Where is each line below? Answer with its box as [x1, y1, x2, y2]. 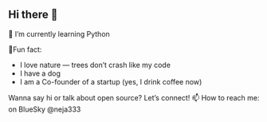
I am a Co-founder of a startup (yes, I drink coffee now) [19, 77, 202, 86]
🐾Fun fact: [8, 45, 42, 54]
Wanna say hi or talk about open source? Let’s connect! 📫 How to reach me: [8, 92, 260, 102]
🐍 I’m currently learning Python [8, 29, 110, 38]
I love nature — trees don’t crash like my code [19, 60, 171, 69]
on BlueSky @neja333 [8, 104, 81, 114]
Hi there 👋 [8, 8, 58, 22]
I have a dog [19, 69, 61, 78]
